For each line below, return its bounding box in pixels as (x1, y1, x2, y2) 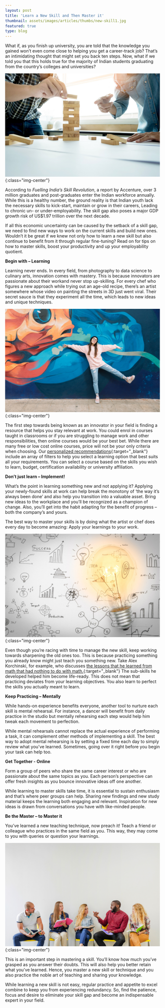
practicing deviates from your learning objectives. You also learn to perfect (5, 679, 157, 684)
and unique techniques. (5, 299, 53, 305)
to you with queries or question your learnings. (5, 833, 100, 839)
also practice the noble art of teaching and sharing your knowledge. (5, 972, 142, 978)
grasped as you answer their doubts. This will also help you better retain (5, 962, 151, 968)
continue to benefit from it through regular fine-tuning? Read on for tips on (5, 238, 156, 244)
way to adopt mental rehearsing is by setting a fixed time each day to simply (5, 739, 160, 744)
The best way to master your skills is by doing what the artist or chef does (5, 519, 155, 525)
